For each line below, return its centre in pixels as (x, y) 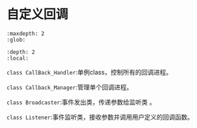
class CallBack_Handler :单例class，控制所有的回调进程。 (89, 72)
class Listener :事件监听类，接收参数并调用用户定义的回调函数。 (100, 117)
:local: (18, 58)
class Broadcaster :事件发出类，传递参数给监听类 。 (81, 102)
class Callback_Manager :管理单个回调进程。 (70, 87)
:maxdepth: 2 (26, 33)
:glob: (16, 39)
